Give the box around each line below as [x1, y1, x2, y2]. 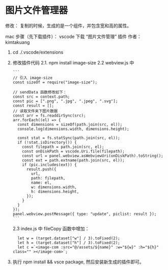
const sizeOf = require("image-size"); [12, 80, 98, 85]
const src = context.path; [12, 94, 70, 99]
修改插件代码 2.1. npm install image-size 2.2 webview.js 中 [12, 59, 134, 65]
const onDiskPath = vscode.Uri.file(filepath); [22, 149, 125, 154]
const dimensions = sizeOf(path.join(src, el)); [17, 122, 123, 127]
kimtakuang [5, 39, 30, 45]
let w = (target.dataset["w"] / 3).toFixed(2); [17, 236, 121, 241]
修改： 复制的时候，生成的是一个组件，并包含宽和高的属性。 [5, 22, 131, 29]
